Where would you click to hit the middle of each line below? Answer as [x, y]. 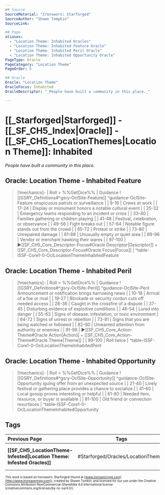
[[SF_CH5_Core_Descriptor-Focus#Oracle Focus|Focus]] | [76, 250]
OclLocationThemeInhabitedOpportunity [58, 410]
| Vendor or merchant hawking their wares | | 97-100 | [71, 240]
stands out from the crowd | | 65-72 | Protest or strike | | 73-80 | [82, 229]
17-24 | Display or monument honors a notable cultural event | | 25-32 [88, 208]
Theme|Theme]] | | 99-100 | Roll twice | [88, 340]
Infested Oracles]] [29, 462]
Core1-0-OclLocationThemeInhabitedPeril [59, 346]
